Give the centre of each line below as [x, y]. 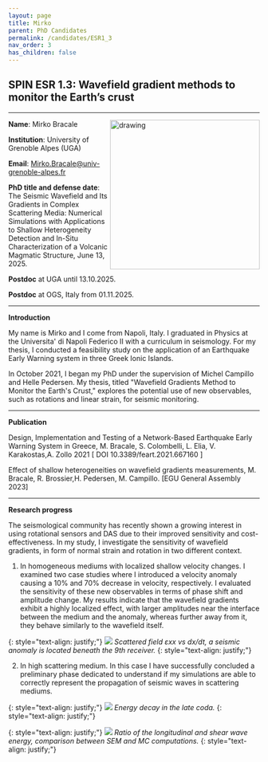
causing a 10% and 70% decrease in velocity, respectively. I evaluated [135, 583]
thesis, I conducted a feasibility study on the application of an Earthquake [129, 350]
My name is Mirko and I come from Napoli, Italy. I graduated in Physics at [128, 332]
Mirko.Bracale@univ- [65, 163]
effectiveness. [32, 542]
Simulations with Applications [57, 221]
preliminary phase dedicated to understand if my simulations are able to [138, 674]
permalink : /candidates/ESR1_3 [60, 38]
